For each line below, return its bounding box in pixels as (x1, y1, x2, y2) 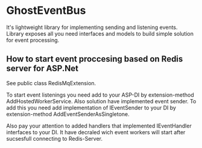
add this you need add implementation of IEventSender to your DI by (6, 104, 177, 111)
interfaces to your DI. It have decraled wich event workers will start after (6, 128, 186, 136)
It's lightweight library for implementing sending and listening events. (6, 24, 178, 31)
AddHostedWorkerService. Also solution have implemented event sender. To (6, 97, 197, 105)
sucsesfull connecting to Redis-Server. (6, 135, 103, 142)
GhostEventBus (6, 4, 86, 18)
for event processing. (6, 36, 60, 43)
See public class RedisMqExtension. (6, 79, 96, 86)
